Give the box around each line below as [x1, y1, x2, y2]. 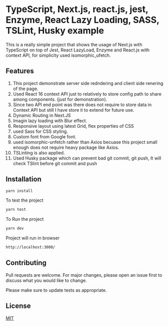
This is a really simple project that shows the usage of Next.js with [6, 41, 142, 47]
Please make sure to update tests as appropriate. [6, 287, 107, 293]
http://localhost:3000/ [6, 245, 56, 250]
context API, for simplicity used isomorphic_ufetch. [6, 52, 111, 58]
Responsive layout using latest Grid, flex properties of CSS [13, 123, 134, 129]
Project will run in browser [6, 235, 60, 241]
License [6, 302, 31, 310]
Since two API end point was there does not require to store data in [13, 102, 152, 108]
